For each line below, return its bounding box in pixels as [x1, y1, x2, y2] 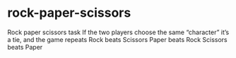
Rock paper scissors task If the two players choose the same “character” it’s [7, 28, 230, 36]
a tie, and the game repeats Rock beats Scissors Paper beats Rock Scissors [7, 35, 228, 43]
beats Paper [7, 43, 43, 51]
